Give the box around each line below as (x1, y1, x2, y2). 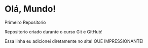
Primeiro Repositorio (4, 19, 46, 25)
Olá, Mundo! (4, 3, 56, 15)
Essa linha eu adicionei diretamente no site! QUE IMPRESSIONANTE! (4, 38, 144, 44)
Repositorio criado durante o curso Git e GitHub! (4, 29, 103, 34)
